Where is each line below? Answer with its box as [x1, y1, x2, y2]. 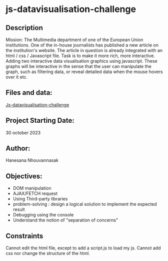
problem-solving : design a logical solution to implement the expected [12, 201, 157, 207]
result [12, 206, 25, 212]
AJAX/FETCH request [12, 190, 58, 196]
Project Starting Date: [5, 116, 74, 125]
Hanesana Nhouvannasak [5, 157, 59, 163]
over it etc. [5, 74, 28, 80]
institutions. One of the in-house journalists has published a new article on [5, 42, 159, 48]
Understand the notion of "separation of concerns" [12, 217, 118, 223]
